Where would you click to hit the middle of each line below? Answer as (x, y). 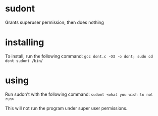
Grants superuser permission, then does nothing (54, 22)
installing (25, 42)
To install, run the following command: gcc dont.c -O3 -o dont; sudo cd (79, 56)
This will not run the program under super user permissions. (66, 108)
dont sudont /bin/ (24, 61)
